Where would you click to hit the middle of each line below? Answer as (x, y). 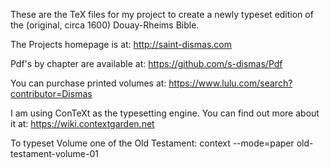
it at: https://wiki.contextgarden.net (82, 123)
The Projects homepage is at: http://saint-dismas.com (121, 44)
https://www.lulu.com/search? (230, 83)
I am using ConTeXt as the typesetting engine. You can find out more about (165, 113)
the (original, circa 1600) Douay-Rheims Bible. (105, 25)
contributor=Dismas (51, 93)
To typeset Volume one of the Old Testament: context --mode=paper (152, 143)
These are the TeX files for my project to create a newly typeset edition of (162, 14)
